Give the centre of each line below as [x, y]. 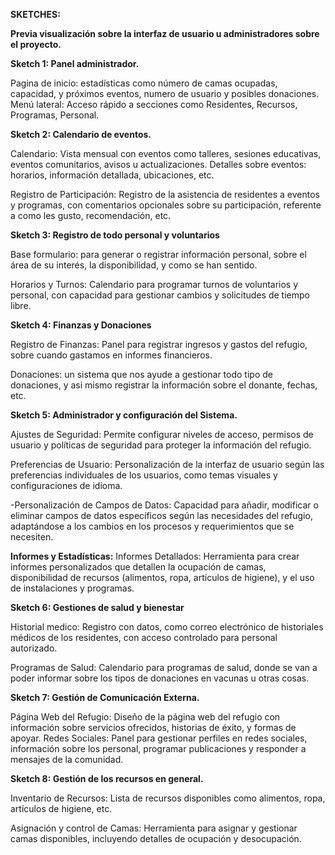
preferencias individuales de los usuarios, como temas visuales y [144, 475]
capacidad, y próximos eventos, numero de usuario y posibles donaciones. [165, 93]
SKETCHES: [35, 14]
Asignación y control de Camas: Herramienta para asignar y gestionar [154, 828]
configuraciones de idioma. [66, 485]
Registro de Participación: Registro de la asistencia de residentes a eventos [165, 194]
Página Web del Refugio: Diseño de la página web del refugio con [145, 717]
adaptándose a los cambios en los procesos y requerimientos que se [152, 526]
